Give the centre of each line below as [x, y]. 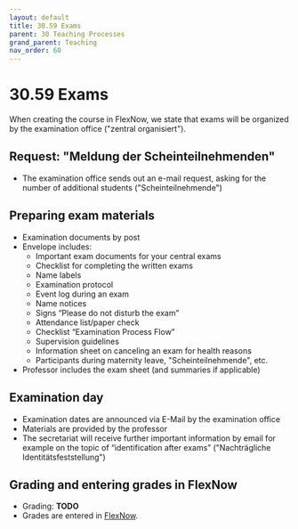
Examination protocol [74, 284]
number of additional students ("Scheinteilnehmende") [122, 187]
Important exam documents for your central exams [128, 256]
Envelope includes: [56, 247]
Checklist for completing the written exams [114, 265]
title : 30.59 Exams [45, 26]
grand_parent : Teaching [53, 42]
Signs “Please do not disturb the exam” [107, 313]
